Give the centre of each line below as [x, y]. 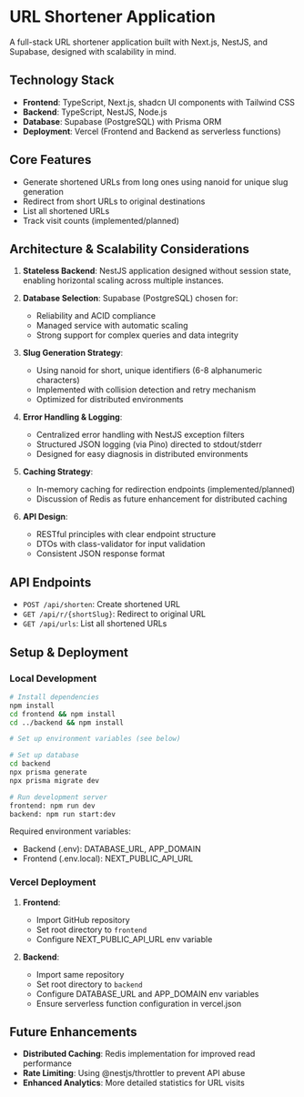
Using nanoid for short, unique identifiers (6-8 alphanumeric [149, 371]
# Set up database [44, 756]
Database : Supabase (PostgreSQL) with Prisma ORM [122, 121]
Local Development [53, 678]
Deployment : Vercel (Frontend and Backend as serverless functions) [152, 131]
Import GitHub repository [83, 919]
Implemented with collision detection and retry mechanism [146, 390]
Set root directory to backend [89, 984]
